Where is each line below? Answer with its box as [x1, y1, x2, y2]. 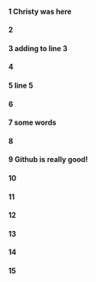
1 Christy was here [8, 6, 72, 16]
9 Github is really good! [8, 155, 89, 164]
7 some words [8, 117, 56, 127]
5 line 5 [8, 80, 34, 90]
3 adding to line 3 [8, 43, 68, 53]
